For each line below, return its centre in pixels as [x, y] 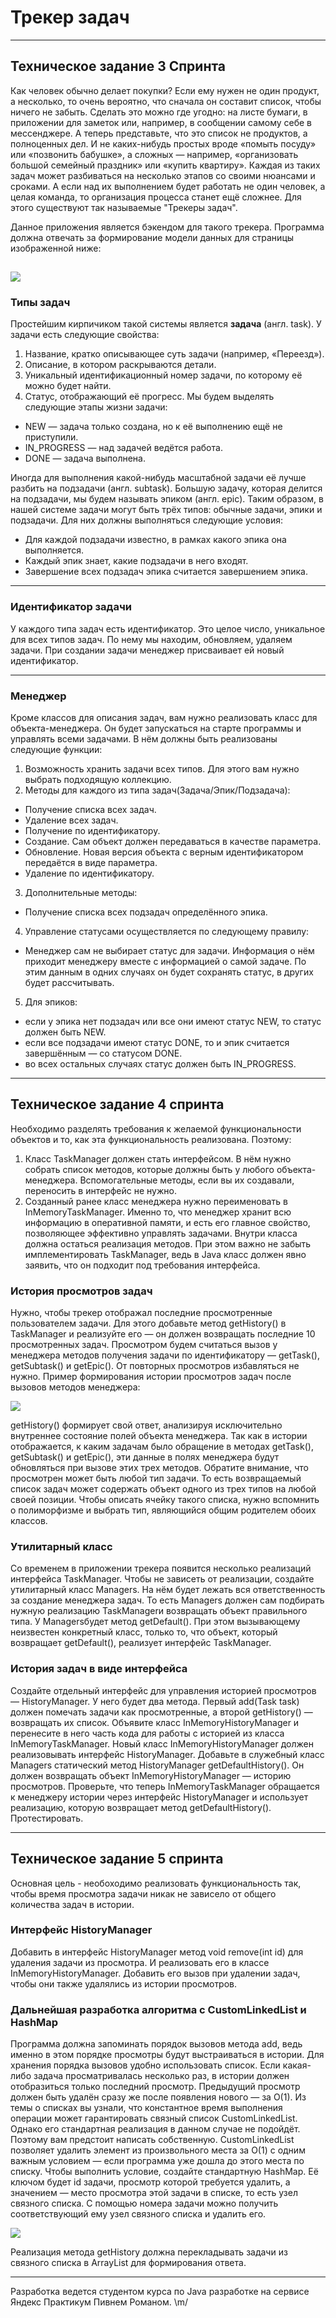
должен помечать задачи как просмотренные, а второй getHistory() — [161, 1712]
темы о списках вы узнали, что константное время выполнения [146, 2108]
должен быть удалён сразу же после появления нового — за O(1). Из [158, 2097]
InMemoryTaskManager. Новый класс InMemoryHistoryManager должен [162, 1743]
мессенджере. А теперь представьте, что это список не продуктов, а [159, 133]
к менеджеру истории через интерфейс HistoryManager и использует [159, 1797]
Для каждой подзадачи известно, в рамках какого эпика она [155, 540]
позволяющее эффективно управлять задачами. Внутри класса [161, 1233]
